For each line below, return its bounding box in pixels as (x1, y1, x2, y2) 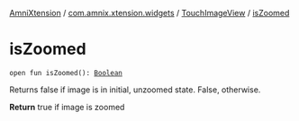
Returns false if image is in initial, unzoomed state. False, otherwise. (9, 84, 261, 95)
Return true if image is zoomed (9, 101, 125, 112)
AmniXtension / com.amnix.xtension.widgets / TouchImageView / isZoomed (9, 8, 290, 18)
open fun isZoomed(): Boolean (9, 68, 123, 77)
